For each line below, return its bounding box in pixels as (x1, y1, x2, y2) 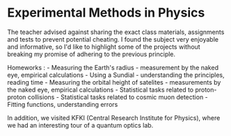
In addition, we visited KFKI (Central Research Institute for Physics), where (7, 113, 221, 122)
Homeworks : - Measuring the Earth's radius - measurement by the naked (7, 63, 219, 71)
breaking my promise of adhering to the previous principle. (7, 50, 176, 58)
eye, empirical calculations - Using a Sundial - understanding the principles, (7, 71, 225, 79)
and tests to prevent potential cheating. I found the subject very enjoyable (7, 35, 219, 43)
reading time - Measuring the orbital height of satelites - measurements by (7, 78, 221, 86)
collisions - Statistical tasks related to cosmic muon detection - (27, 92, 209, 101)
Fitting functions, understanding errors (7, 100, 118, 108)
